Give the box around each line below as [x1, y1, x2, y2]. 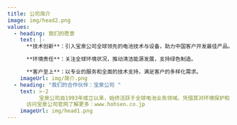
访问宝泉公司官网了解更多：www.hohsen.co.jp [25, 101, 146, 108]
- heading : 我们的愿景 [13, 29, 75, 37]
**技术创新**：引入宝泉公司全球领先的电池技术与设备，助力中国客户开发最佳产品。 [25, 43, 233, 50]
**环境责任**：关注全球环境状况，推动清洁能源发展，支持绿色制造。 [25, 55, 197, 63]
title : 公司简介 [7, 10, 51, 18]
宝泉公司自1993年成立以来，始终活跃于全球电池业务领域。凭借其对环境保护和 [38, 94, 231, 102]
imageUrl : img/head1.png [20, 107, 93, 114]
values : [7, 23, 30, 30]
